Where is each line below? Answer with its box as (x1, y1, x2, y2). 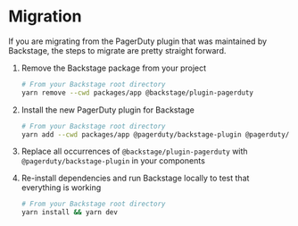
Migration (8, 6, 82, 27)
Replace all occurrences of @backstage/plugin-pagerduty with (21, 146, 248, 157)
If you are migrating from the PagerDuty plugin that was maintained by (8, 36, 268, 46)
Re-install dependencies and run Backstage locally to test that (21, 172, 250, 184)
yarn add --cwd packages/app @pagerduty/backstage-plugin (21, 130, 242, 139)
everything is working (21, 182, 102, 193)
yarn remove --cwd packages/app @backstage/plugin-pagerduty (21, 88, 254, 97)
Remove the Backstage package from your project (21, 63, 207, 73)
